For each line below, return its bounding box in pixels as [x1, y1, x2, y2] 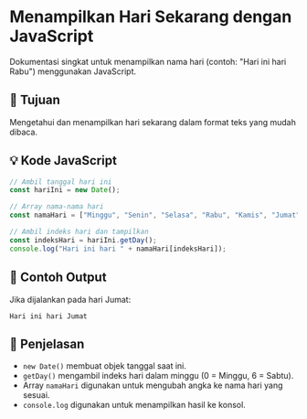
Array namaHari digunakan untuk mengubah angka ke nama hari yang [22, 380, 283, 391]
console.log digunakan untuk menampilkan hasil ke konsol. [22, 400, 247, 411]
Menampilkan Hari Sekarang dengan [9, 6, 292, 27]
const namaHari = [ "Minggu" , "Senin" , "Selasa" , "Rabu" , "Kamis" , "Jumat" [9, 210, 301, 220]
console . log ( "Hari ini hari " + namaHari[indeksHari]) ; [9, 244, 227, 253]
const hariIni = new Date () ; [9, 186, 121, 195]
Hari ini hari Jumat [9, 311, 89, 321]
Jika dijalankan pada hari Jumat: [9, 294, 132, 305]
